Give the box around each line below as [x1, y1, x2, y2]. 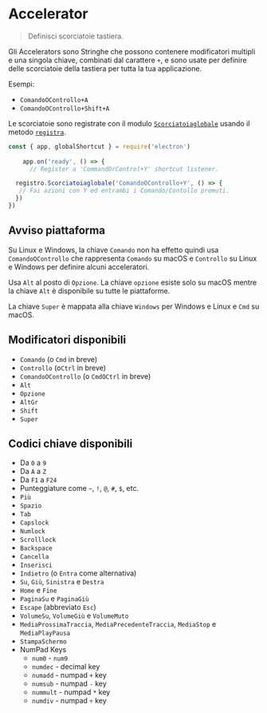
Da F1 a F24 [19, 475, 57, 484]
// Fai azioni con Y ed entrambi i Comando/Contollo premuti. [18, 187, 230, 195]
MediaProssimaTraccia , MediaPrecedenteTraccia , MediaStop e [19, 619, 217, 629]
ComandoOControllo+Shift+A [19, 105, 110, 113]
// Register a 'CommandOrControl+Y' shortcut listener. [29, 165, 219, 173]
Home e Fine [19, 585, 57, 595]
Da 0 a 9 [19, 458, 46, 468]
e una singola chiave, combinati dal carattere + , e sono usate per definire [8, 55, 247, 65]
